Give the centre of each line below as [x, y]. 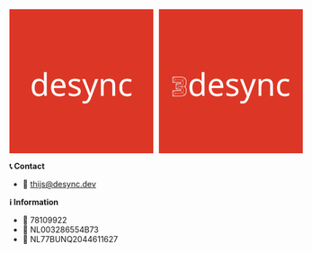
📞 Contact [27, 166]
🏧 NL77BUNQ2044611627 [70, 239]
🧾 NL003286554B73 [60, 230]
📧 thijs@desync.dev [59, 184]
